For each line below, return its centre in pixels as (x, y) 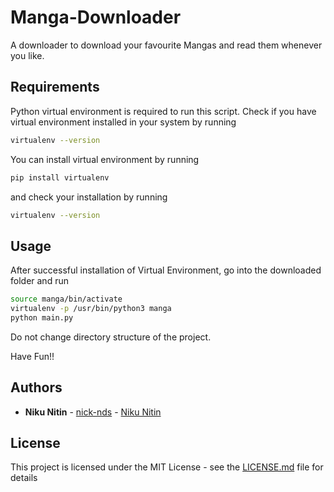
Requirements (55, 87)
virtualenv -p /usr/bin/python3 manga (91, 309)
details (24, 478)
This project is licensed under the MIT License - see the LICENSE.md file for (167, 467)
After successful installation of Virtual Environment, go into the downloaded (166, 270)
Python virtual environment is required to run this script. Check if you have (163, 111)
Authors (36, 387)
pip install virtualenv (60, 177)
